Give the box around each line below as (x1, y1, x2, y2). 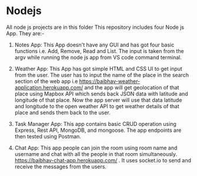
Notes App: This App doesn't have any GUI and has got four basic (14, 41, 175, 48)
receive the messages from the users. (14, 163, 107, 170)
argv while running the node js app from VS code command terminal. (14, 54, 182, 61)
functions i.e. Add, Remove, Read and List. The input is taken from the (14, 47, 184, 54)
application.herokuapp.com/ (14, 84, 84, 91)
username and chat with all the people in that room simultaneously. (14, 150, 178, 157)
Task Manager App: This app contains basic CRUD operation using (14, 120, 176, 127)
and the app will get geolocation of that (84, 84, 179, 91)
